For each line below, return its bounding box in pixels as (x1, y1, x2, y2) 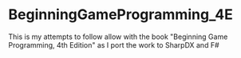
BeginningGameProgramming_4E (8, 6, 234, 24)
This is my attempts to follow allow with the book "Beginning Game (8, 32, 228, 41)
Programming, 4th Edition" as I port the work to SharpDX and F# (8, 40, 219, 49)
